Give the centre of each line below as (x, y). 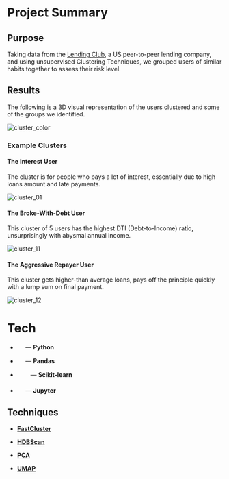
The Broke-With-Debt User (46, 213)
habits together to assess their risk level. (64, 69)
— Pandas (40, 361)
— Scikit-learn (52, 375)
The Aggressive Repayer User (51, 265)
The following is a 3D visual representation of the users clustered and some (113, 107)
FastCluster (34, 429)
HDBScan (31, 442)
